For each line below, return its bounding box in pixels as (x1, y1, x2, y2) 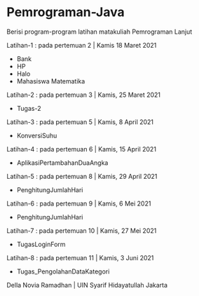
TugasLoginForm (16, 240, 66, 248)
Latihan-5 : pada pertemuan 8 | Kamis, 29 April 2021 (6, 172, 158, 180)
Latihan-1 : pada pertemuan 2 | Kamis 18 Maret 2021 (6, 41, 157, 49)
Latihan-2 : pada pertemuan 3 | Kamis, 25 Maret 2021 (6, 90, 161, 99)
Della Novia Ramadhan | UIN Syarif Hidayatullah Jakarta (6, 281, 168, 289)
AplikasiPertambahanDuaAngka (16, 159, 109, 167)
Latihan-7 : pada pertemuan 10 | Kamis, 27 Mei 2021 (6, 226, 157, 235)
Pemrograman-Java (6, 4, 125, 20)
